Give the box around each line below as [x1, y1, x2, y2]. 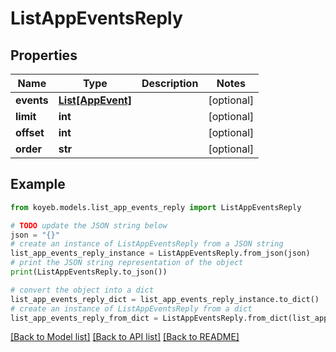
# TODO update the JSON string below [10, 220, 168, 231]
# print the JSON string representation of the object [10, 258, 244, 268]
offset [15, 126, 45, 139]
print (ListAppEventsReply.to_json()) [10, 267, 168, 277]
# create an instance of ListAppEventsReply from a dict [10, 303, 253, 314]
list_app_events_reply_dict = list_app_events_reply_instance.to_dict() [10, 294, 320, 304]
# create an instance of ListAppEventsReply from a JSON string [10, 239, 284, 249]
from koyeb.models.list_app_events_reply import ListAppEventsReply [10, 202, 302, 212]
